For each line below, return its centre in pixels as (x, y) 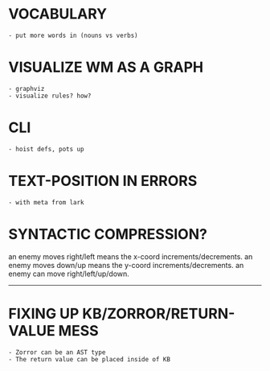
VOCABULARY (57, 14)
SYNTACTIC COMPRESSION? (108, 234)
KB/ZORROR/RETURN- (159, 313)
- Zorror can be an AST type (57, 352)
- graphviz (27, 89)
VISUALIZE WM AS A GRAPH (106, 67)
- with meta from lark (46, 202)
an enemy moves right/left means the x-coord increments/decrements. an (131, 256)
